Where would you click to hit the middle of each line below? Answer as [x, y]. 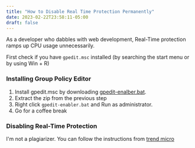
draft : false [22, 22]
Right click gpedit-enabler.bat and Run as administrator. [84, 104]
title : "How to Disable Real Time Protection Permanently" [80, 12]
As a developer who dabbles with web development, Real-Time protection [96, 40]
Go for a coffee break [41, 111]
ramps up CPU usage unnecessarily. [51, 46]
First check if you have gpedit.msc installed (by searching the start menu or [98, 57]
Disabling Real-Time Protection [52, 126]
